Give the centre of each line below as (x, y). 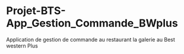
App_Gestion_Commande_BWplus (92, 23)
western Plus (22, 46)
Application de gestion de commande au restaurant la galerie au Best (91, 39)
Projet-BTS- (36, 11)
